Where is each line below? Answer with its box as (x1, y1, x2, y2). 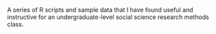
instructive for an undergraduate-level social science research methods (7, 13, 209, 21)
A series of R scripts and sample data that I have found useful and (7, 6, 193, 14)
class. (7, 20, 24, 28)
